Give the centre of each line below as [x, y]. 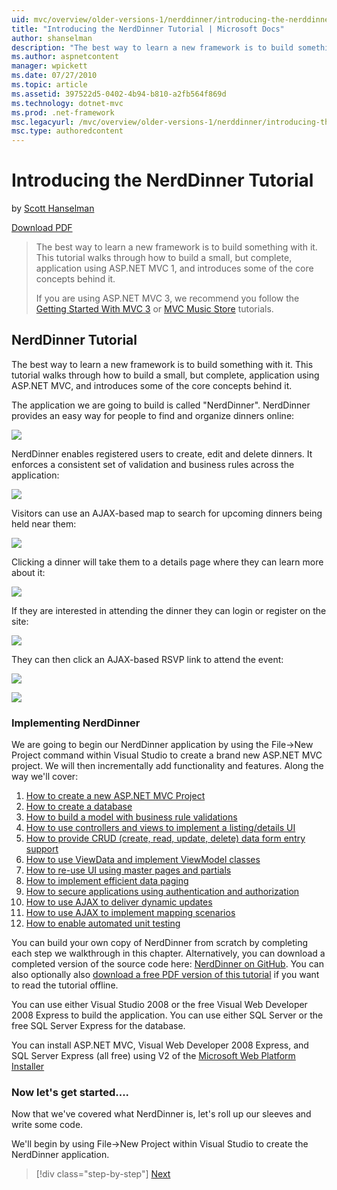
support [42, 849]
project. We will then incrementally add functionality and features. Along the [167, 766]
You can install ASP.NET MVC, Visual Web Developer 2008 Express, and [160, 1045]
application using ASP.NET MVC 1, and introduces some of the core [174, 268]
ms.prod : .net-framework [63, 112]
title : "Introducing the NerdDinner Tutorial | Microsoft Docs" [148, 29]
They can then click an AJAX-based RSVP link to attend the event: [147, 659]
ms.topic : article [49, 85]
